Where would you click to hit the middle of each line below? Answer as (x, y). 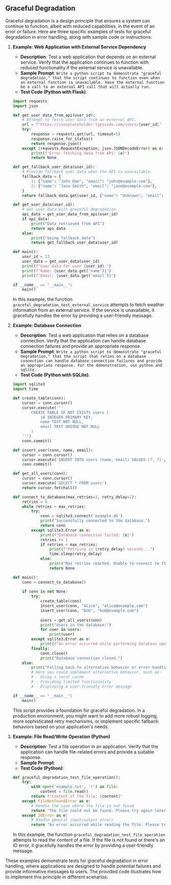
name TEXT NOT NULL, (62, 422)
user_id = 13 (36, 257)
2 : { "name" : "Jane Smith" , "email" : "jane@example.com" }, (94, 186)
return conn (53, 526)
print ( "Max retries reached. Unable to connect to (104, 563)
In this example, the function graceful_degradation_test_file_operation (89, 834)
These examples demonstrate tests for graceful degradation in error (77, 861)
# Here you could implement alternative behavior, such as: (96, 672)
